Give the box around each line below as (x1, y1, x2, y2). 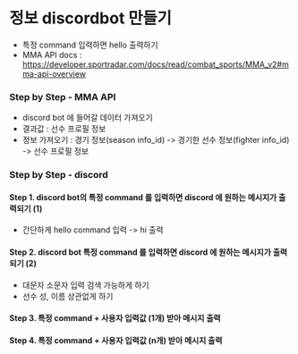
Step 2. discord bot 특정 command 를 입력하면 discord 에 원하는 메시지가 (9, 247, 271, 257)
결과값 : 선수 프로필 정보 (21, 123, 106, 134)
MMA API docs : (21, 49, 82, 60)
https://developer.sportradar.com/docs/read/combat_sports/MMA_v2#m (21, 59, 289, 70)
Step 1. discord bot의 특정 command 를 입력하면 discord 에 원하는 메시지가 (9, 191, 277, 202)
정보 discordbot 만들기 (9, 8, 173, 29)
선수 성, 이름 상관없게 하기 (21, 291, 114, 301)
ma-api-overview (21, 68, 87, 79)
